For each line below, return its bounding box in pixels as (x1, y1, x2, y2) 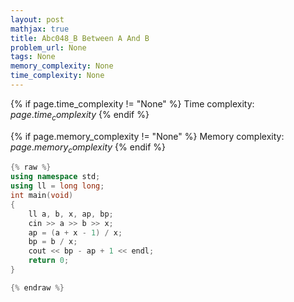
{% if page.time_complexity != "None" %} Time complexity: (10, 97, 255, 110)
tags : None (10, 52, 56, 62)
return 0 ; (28, 256, 70, 266)
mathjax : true (10, 24, 70, 34)
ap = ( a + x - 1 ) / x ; (28, 227, 123, 238)
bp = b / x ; (28, 237, 78, 247)
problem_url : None (10, 42, 87, 53)
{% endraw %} (10, 282, 65, 293)
